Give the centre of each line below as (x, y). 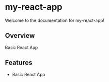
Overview (20, 36)
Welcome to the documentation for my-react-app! (55, 20)
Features (19, 63)
